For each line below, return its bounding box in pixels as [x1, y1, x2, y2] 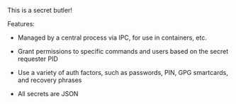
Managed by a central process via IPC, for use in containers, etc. [17, 33, 207, 42]
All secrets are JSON [17, 90, 79, 98]
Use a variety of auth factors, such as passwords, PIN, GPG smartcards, [17, 69, 228, 76]
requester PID [17, 54, 59, 63]
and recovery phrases [17, 76, 82, 84]
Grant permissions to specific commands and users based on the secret [17, 47, 229, 55]
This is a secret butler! [7, 6, 73, 14]
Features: [7, 20, 35, 28]
